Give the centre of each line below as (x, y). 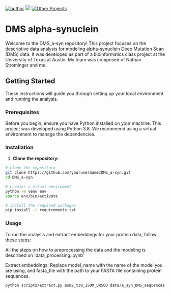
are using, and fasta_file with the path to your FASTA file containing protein (83, 271)
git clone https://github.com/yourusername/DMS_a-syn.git (68, 173)
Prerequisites (22, 112)
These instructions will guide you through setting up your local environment (84, 93)
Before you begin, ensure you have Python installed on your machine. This (83, 123)
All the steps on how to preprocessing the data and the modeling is (76, 250)
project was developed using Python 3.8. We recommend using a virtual (81, 129)
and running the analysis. (32, 99)
